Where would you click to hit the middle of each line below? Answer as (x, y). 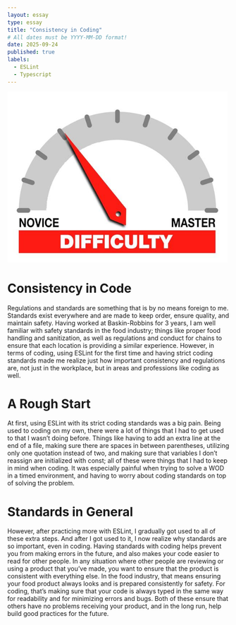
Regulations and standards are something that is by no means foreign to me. (118, 308)
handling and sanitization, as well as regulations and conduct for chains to (115, 338)
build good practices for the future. (58, 614)
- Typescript (33, 74)
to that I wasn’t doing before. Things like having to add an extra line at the (114, 438)
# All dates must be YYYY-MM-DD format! (68, 37)
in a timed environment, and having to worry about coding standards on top (117, 475)
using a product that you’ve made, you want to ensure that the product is (113, 569)
